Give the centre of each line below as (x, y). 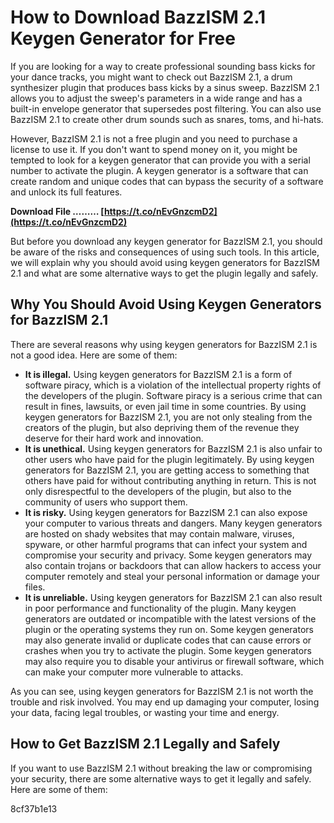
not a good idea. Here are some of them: (94, 355)
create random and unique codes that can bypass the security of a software (167, 181)
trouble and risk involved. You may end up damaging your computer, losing (165, 702)
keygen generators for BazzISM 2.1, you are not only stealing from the (168, 417)
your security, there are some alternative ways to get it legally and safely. (161, 778)
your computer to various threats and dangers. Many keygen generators (173, 523)
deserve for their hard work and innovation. (114, 438)
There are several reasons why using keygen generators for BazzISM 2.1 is (164, 344)
